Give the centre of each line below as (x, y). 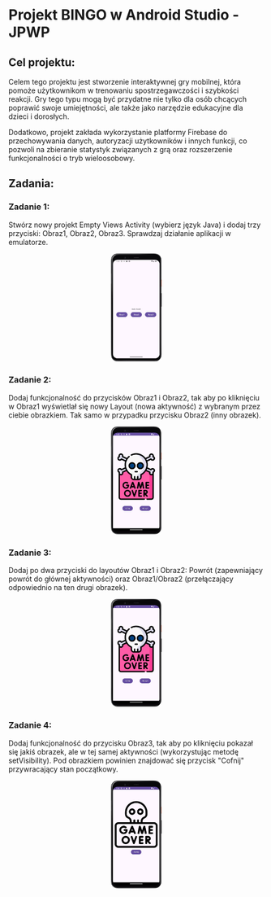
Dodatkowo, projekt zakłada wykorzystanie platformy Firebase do (118, 132)
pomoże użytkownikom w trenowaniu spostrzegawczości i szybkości (124, 90)
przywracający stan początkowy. (64, 769)
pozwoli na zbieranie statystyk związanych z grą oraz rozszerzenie (120, 149)
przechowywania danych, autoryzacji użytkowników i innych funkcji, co (128, 141)
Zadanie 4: (30, 725)
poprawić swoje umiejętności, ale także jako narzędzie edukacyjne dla (126, 108)
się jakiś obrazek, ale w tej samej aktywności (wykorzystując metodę (124, 751)
